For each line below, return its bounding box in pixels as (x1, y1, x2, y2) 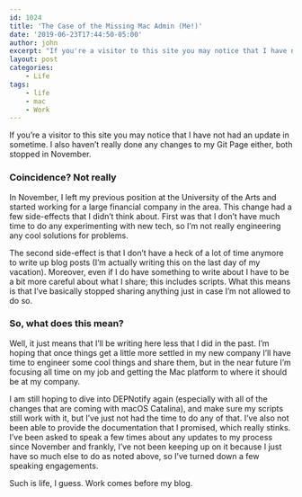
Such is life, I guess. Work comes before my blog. (9, 477, 193, 488)
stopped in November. (9, 149, 92, 160)
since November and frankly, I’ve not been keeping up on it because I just (9, 441, 282, 452)
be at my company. (9, 376, 81, 386)
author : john (9, 38, 58, 48)
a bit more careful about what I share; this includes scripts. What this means (9, 276, 291, 287)
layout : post (9, 55, 58, 64)
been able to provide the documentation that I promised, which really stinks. (9, 422, 291, 432)
